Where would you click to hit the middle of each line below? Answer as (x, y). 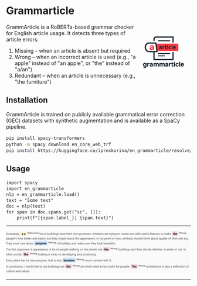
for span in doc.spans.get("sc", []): (53, 212)
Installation (27, 100)
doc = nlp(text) (26, 206)
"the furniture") (33, 82)
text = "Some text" (30, 201)
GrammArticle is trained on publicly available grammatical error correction (95, 114)
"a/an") (23, 69)
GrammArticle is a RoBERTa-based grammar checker (70, 27)
